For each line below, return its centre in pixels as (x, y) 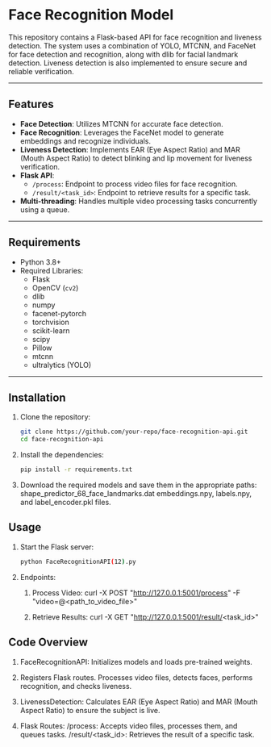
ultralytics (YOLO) (62, 365)
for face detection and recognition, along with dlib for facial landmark (123, 54)
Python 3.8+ (41, 262)
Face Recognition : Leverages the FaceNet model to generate (122, 132)
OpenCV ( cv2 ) (55, 287)
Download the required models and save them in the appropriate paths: (138, 485)
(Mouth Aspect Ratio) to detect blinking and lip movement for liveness (136, 158)
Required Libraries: (52, 270)
